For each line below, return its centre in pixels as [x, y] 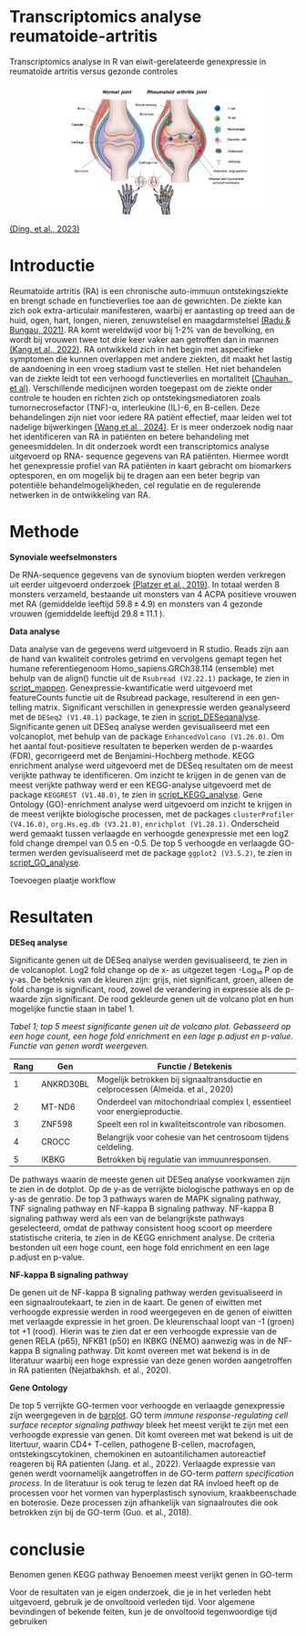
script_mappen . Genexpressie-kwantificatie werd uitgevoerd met [131, 688]
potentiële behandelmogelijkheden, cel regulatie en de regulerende [135, 485]
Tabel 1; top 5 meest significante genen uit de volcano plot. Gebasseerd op [150, 1027]
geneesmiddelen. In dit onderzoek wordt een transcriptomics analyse [140, 447]
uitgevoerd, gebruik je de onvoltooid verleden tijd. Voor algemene [132, 1602]
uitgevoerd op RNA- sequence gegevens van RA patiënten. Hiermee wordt [149, 456]
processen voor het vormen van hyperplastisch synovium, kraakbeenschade [153, 1493]
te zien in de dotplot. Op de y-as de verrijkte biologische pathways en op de [152, 1189]
